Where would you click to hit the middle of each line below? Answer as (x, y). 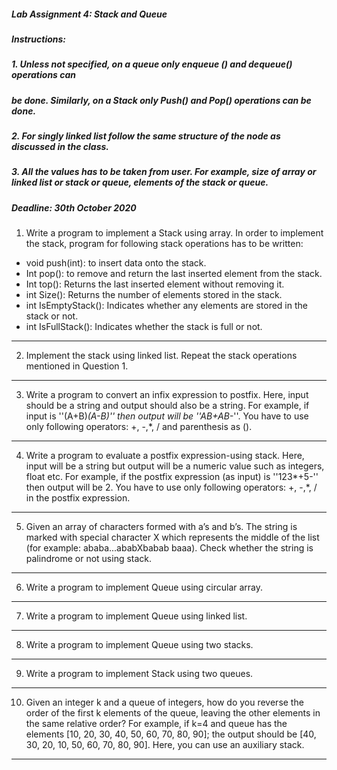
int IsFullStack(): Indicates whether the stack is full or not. (144, 327)
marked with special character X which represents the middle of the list (172, 537)
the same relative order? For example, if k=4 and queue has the (156, 724)
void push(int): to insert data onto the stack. (116, 263)
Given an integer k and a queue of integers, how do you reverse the (164, 702)
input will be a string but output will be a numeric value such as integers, (175, 466)
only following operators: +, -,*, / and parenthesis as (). (139, 427)
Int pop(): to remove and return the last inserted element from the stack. (174, 274)
